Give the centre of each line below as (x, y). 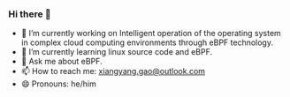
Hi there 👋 (30, 14)
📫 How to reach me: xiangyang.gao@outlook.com (113, 71)
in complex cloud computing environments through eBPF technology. (147, 42)
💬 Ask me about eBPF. (61, 62)
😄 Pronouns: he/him (58, 84)
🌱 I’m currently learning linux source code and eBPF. (117, 52)
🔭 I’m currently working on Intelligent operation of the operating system (151, 34)
